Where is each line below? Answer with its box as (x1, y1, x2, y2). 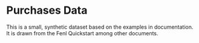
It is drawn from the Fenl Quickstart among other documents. (6, 29, 158, 36)
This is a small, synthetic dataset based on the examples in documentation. (6, 23, 194, 30)
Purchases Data (6, 4, 88, 17)
